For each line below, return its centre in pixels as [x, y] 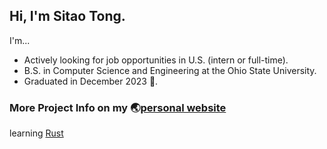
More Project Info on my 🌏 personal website [118, 107]
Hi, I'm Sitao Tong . [67, 16]
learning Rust [36, 133]
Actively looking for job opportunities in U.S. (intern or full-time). [156, 60]
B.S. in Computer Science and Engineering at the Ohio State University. [170, 70]
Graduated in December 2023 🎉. [91, 81]
